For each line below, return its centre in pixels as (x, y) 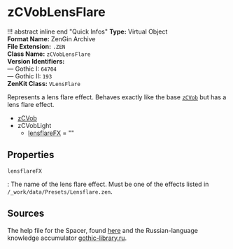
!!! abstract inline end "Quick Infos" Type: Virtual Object (87, 31)
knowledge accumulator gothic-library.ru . (67, 238)
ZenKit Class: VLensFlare (44, 83)
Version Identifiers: (36, 61)
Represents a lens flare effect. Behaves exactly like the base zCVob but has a (117, 97)
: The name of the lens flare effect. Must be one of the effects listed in (108, 184)
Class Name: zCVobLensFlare (49, 54)
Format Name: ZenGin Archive (51, 38)
